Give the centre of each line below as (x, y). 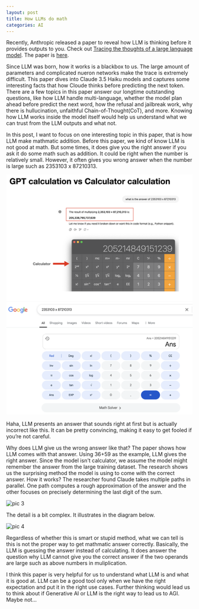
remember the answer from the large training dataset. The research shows (97, 467)
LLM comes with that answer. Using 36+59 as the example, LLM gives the (96, 454)
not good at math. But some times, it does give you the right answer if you (96, 148)
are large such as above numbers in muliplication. (67, 563)
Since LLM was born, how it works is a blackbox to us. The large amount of (98, 67)
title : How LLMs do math (37, 19)
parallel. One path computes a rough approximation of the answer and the (96, 486)
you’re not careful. (29, 437)
